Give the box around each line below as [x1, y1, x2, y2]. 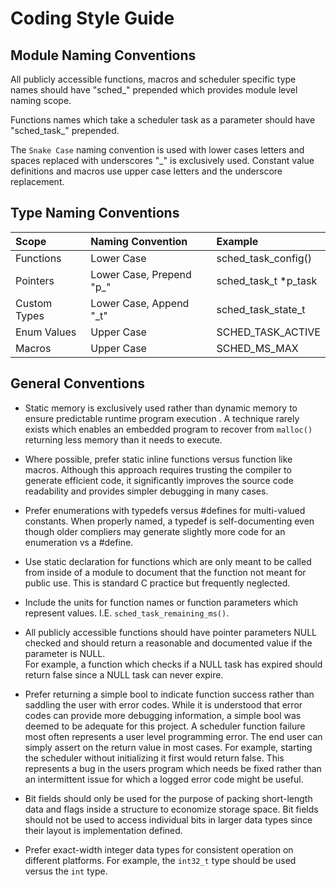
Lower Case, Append [90, 296, 190, 310]
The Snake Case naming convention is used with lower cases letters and [10, 144, 305, 156]
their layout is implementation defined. [24, 824, 183, 836]
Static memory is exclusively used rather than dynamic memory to [24, 402, 298, 414]
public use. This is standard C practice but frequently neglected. [24, 577, 291, 589]
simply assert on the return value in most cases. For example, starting [24, 741, 313, 753]
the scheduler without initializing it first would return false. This [24, 752, 285, 764]
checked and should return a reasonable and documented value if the [24, 637, 313, 649]
